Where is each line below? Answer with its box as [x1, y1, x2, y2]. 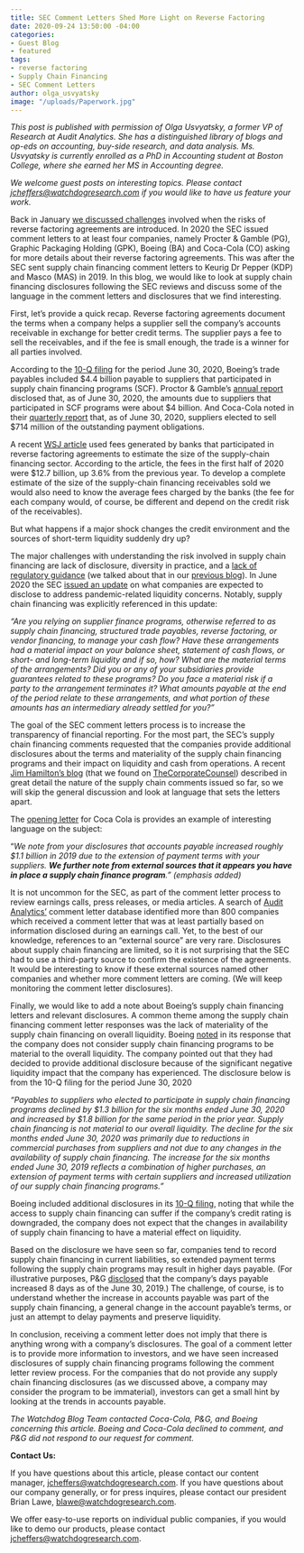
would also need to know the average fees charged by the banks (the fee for [10, 487, 295, 498]
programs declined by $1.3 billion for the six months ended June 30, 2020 [10, 1104, 285, 1115]
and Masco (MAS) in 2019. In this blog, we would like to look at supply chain [10, 271, 292, 282]
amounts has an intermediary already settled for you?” [10, 703, 215, 713]
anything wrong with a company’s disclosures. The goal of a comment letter [10, 1338, 292, 1349]
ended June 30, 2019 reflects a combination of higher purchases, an [10, 1162, 266, 1172]
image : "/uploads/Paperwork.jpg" [10, 96, 136, 106]
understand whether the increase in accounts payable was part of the [10, 1292, 270, 1303]
